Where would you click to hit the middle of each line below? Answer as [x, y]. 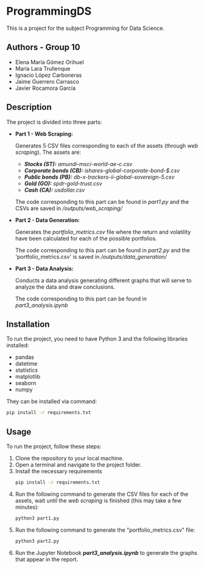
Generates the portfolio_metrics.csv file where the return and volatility [103, 232]
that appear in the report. [47, 559]
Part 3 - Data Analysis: [44, 268]
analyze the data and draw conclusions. [65, 287]
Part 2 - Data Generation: [47, 220]
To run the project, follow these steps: [54, 446]
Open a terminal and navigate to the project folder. [78, 465]
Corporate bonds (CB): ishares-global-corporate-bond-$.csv [102, 170]
